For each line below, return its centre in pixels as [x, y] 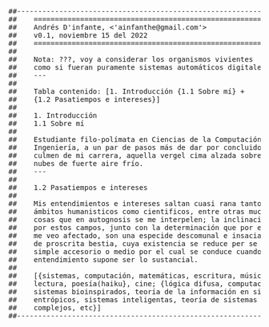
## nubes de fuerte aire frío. [76, 163]
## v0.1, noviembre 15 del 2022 [78, 35]
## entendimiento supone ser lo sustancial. [103, 260]
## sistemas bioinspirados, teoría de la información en [129, 292]
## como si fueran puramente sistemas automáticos [116, 67]
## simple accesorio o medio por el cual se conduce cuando [135, 252]
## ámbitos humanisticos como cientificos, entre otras [127, 212]
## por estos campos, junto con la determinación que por [131, 228]
